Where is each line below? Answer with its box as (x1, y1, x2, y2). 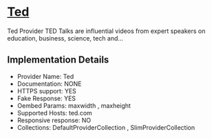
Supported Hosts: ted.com (17, 108, 93, 117)
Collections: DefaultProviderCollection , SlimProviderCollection (17, 123, 195, 131)
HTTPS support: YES (17, 87, 77, 95)
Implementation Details (7, 54, 109, 66)
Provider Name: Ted (17, 72, 74, 80)
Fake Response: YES (17, 94, 76, 102)
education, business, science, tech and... (7, 34, 124, 42)
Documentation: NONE (17, 80, 82, 88)
